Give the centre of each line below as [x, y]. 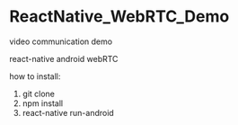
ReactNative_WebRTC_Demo [119, 17]
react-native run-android [68, 112]
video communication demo [61, 41]
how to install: [35, 76]
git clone [39, 94]
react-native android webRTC [64, 58]
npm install [43, 103]
